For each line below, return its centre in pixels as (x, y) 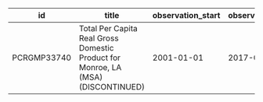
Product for (100, 58)
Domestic (96, 48)
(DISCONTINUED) (112, 87)
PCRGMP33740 (42, 58)
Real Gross (99, 38)
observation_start (186, 15)
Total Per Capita (108, 28)
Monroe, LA (100, 67)
